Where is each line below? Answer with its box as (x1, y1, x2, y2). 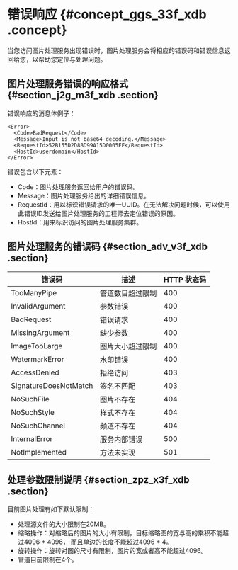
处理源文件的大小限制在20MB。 (17, 520, 110, 528)
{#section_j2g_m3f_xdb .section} (7, 89, 159, 101)
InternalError (11, 433, 53, 443)
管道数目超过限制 (100, 288, 157, 298)
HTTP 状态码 (164, 274, 207, 284)
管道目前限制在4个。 (17, 555, 78, 564)
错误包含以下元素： (7, 167, 64, 176)
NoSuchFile (11, 394, 50, 404)
